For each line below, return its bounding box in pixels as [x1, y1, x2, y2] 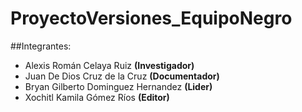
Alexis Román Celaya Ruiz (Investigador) [24, 59, 195, 71]
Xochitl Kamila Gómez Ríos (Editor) [24, 91, 170, 103]
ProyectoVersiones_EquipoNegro [10, 7, 293, 30]
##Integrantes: [10, 40, 72, 52]
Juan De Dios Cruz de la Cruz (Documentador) [24, 70, 220, 82]
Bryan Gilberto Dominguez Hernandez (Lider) [24, 80, 213, 92]
